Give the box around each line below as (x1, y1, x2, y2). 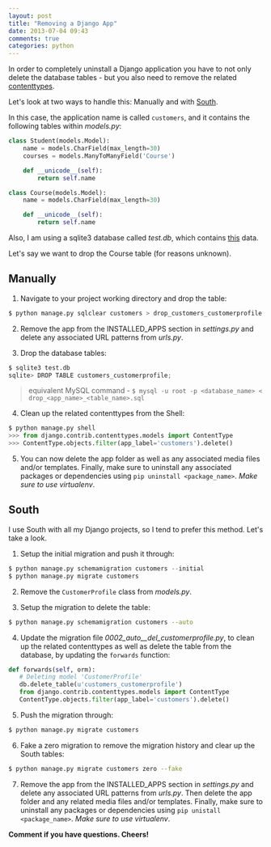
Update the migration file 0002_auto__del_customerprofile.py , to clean (19, 633, 255, 642)
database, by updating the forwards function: (19, 650, 171, 659)
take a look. (8, 533, 47, 543)
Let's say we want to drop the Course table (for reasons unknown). (8, 248, 232, 258)
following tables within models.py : (8, 121, 122, 131)
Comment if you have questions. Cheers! (8, 829, 150, 839)
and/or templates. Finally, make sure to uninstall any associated (19, 463, 232, 472)
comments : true (8, 34, 60, 43)
